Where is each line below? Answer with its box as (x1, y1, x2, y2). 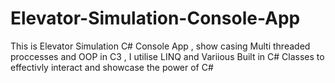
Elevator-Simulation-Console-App (10, 7, 301, 30)
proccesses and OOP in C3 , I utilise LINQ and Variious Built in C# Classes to (10, 50, 325, 62)
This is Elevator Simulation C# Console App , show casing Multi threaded (10, 40, 311, 52)
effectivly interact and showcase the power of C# (10, 61, 214, 73)
